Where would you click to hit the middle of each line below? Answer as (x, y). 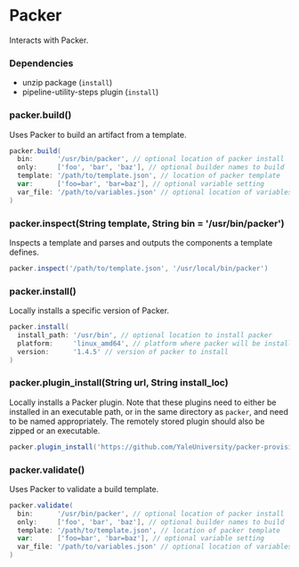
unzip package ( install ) (67, 83)
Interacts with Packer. (49, 40)
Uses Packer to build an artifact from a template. (98, 134)
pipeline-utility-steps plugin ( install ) (90, 92)
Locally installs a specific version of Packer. (89, 311)
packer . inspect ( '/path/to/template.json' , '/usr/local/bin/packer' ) (139, 268)
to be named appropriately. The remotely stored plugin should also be (137, 421)
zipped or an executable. (55, 430)
